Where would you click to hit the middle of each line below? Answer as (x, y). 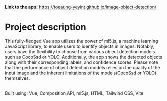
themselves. (18, 78)
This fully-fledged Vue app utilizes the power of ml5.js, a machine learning (82, 41)
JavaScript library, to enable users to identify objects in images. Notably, (80, 46)
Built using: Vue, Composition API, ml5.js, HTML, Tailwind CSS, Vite (74, 93)
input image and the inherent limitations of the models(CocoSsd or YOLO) (81, 73)
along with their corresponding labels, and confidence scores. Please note (82, 62)
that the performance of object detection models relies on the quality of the (83, 67)
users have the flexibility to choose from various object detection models (80, 51)
